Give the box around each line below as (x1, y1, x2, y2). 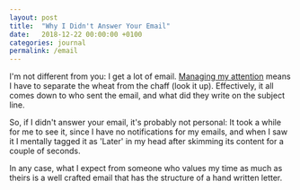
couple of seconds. (9, 145, 81, 157)
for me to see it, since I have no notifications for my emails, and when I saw (9, 126, 288, 137)
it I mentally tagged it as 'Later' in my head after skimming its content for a (9, 136, 285, 147)
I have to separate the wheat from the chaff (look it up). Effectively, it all (9, 81, 274, 91)
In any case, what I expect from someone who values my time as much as (9, 163, 283, 174)
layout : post (9, 13, 58, 22)
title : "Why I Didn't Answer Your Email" (9, 22, 171, 30)
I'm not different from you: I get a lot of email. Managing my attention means (9, 71, 291, 82)
